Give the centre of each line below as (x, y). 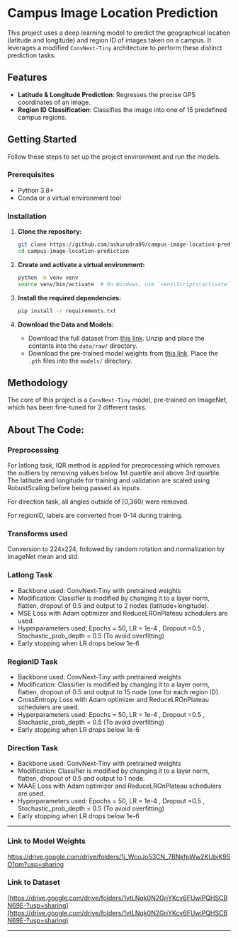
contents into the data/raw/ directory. (83, 346)
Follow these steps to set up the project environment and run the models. (114, 157)
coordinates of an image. (54, 102)
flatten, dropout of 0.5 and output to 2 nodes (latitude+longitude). (113, 605)
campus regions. (42, 117)
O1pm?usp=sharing (36, 864)
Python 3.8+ (36, 190)
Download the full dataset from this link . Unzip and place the (117, 338)
